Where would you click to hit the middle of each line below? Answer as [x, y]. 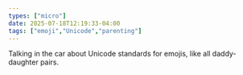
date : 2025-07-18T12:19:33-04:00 [64, 23]
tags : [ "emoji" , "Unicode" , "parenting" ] [75, 31]
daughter [23, 62]
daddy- [224, 54]
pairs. [49, 62]
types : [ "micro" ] [37, 16]
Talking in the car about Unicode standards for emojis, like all [109, 54]
